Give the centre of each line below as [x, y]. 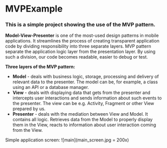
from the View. [27, 130]
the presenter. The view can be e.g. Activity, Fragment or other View [83, 104]
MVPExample [34, 9]
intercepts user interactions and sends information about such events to [87, 98]
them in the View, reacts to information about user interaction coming [84, 125]
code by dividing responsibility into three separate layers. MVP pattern [78, 46]
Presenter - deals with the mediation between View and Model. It [80, 114]
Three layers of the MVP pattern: [40, 67]
